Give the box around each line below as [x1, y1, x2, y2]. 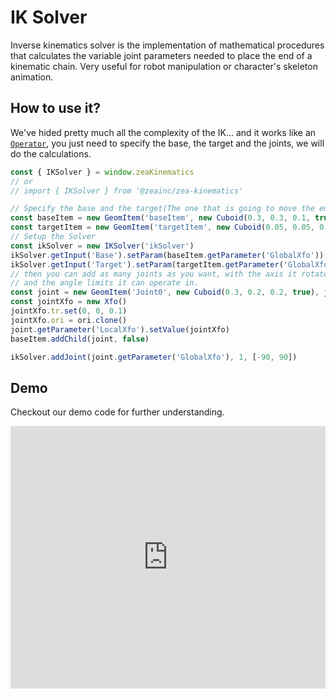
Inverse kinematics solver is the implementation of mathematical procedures [10, 39, 325, 51]
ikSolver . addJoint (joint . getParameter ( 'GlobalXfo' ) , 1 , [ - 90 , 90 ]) [10, 352, 298, 362]
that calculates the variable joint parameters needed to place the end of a [10, 49, 313, 61]
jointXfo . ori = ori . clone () [10, 315, 128, 325]
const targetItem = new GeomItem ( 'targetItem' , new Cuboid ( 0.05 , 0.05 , [10, 222, 315, 233]
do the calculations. [10, 147, 92, 160]
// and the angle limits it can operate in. [10, 278, 199, 288]
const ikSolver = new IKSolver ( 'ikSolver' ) [10, 241, 195, 251]
